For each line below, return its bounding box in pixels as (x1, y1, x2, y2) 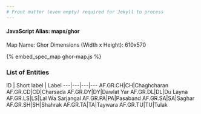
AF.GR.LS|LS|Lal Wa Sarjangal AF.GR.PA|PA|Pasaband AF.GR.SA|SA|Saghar (6, 95, 195, 102)
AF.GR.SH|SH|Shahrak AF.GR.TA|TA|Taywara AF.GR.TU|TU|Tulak (6, 101, 168, 109)
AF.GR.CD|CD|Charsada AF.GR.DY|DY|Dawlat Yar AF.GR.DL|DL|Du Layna (6, 89, 188, 96)
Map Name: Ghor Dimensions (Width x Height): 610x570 (6, 41, 147, 49)
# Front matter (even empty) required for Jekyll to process (6, 8, 164, 15)
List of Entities (6, 68, 50, 76)
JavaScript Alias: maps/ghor (6, 28, 80, 35)
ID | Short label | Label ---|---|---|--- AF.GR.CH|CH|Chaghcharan (6, 82, 169, 89)
